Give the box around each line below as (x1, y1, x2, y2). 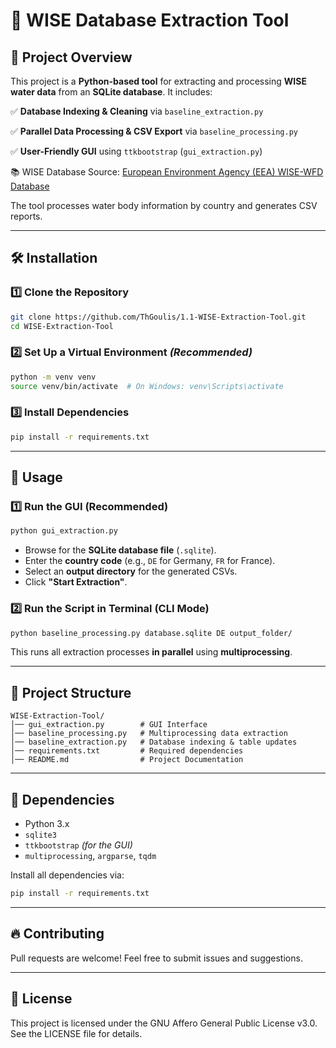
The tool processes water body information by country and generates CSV (10, 200, 318, 211)
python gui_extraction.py (10, 526, 118, 536)
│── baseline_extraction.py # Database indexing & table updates (10, 737, 298, 748)
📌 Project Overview (10, 49, 133, 66)
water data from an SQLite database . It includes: (10, 86, 213, 98)
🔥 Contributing (10, 925, 105, 943)
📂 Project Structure (10, 684, 132, 701)
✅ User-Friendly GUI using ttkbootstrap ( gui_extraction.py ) (10, 145, 263, 157)
